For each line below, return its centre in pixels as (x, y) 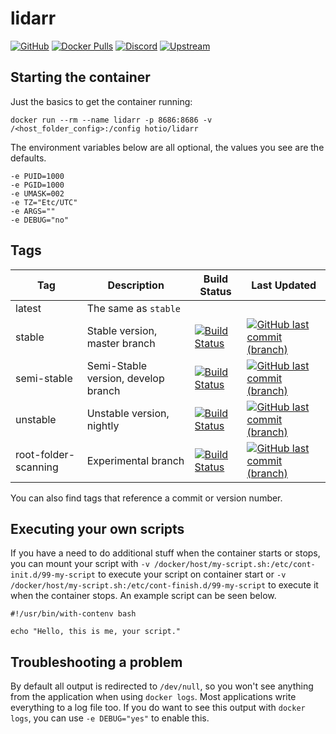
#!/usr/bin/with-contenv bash (73, 614)
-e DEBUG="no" (40, 220)
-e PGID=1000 (37, 185)
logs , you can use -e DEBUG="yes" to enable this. (110, 718)
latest (28, 308)
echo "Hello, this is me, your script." (96, 632)
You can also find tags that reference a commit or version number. (146, 498)
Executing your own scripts (97, 528)
